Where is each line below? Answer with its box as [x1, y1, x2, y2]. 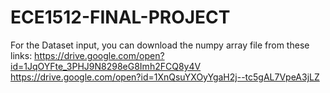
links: [10, 49, 33, 61]
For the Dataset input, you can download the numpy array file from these [10, 39, 310, 51]
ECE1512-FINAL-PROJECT [10, 6, 231, 29]
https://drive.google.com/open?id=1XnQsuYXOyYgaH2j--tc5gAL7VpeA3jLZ [10, 71, 320, 83]
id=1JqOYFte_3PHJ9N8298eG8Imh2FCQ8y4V [10, 60, 202, 72]
